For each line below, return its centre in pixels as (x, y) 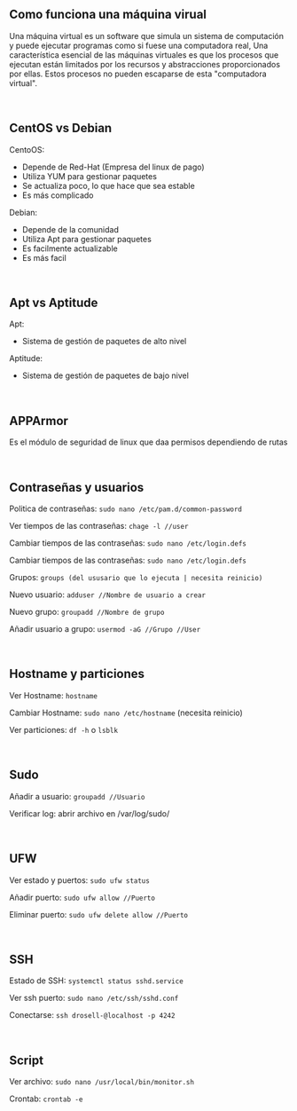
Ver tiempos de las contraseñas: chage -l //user (99, 526)
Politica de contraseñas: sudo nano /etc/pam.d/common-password (125, 508)
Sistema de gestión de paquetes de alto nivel (104, 342)
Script (27, 1060)
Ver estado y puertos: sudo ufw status (80, 880)
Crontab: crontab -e (46, 1099)
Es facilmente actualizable (70, 248)
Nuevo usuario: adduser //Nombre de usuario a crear (108, 595)
